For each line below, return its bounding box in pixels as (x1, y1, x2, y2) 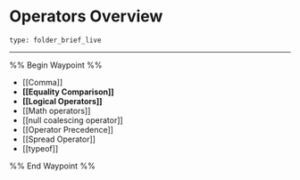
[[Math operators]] (21, 105, 91, 116)
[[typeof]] (21, 143, 59, 153)
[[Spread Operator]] (21, 134, 96, 144)
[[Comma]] (21, 77, 63, 87)
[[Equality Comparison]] (21, 86, 114, 97)
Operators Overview (9, 6, 163, 27)
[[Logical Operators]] (21, 95, 103, 106)
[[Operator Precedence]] (21, 124, 114, 135)
